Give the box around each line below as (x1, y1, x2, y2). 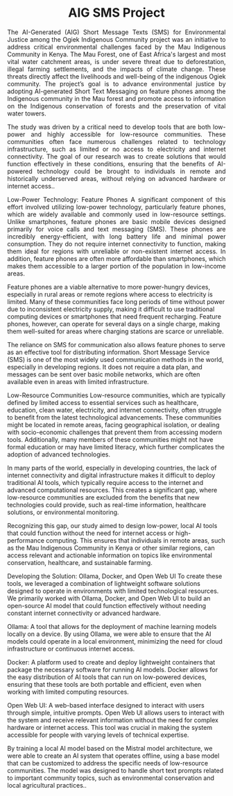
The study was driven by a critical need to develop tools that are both (7, 122, 212, 131)
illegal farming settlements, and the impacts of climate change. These (7, 65, 226, 73)
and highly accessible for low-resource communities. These (31, 130, 226, 138)
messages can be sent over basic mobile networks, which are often (7, 370, 200, 379)
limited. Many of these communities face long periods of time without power (7, 297, 225, 305)
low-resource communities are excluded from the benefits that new (7, 493, 200, 502)
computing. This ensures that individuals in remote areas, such (46, 536, 225, 544)
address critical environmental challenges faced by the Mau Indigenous (7, 42, 226, 51)
